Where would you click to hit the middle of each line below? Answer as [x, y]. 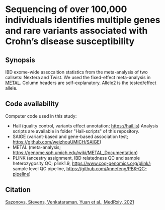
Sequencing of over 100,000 [66, 9]
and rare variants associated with [76, 31]
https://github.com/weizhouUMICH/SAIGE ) [57, 142]
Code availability [32, 104]
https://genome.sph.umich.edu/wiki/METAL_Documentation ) [75, 153]
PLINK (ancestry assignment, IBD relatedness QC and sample [76, 158]
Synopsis [20, 60]
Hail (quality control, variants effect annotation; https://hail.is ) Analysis [85, 126]
